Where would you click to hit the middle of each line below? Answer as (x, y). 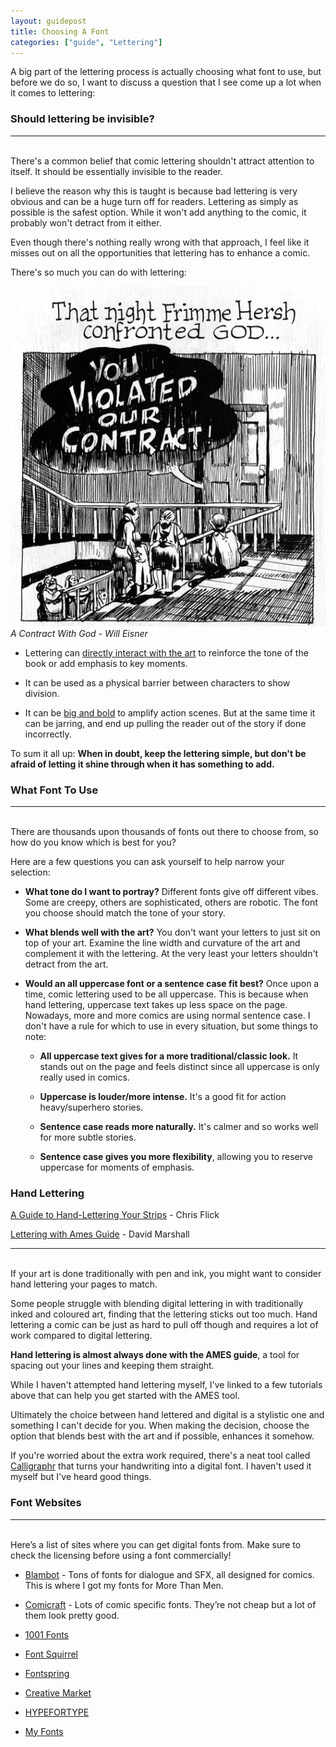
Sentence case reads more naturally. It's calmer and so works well (179, 1126)
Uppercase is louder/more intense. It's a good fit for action (163, 1096)
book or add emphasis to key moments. (106, 663)
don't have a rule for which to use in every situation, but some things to (171, 1026)
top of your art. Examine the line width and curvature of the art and (162, 942)
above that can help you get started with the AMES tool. (125, 1396)
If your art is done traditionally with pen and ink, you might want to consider (166, 1274)
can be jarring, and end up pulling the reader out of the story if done (165, 723)
